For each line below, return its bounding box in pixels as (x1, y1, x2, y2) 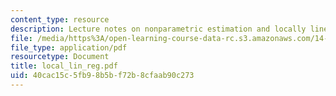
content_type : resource (10, 14, 110, 25)
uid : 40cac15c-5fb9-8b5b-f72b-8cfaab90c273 (10, 71, 195, 81)
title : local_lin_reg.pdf (10, 61, 118, 71)
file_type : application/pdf (10, 42, 128, 53)
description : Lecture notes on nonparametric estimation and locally (10, 24, 307, 34)
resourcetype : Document (10, 52, 110, 62)
